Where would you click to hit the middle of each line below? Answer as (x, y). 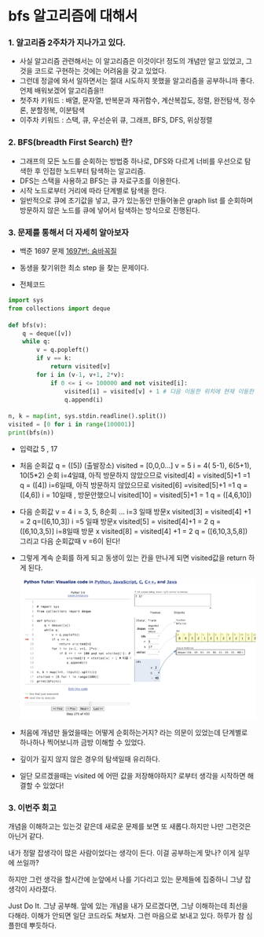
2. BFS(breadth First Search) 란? (71, 142)
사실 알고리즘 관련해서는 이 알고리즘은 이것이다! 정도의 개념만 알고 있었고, (132, 61)
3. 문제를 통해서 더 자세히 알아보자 (69, 232)
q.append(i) (84, 400)
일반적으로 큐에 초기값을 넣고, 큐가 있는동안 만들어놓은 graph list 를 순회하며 (136, 200)
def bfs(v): (27, 325)
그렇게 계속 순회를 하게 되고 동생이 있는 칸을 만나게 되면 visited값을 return (133, 558)
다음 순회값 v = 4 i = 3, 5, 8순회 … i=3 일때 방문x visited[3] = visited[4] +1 (135, 511)
